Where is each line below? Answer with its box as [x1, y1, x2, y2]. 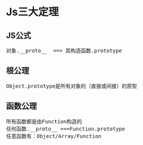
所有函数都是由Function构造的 [6, 118, 82, 125]
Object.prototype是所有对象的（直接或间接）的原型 [6, 82, 137, 89]
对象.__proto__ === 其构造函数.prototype [6, 47, 123, 54]
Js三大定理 [6, 5, 60, 19]
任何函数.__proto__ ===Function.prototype [6, 125, 125, 132]
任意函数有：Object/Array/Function [6, 133, 102, 139]
